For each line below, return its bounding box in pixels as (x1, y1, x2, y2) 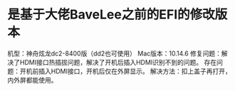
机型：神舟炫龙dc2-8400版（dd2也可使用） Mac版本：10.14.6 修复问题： (7, 49, 222, 58)
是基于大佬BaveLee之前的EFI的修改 (7, 6, 215, 23)
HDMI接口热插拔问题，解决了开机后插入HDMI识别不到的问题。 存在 (19, 58, 217, 66)
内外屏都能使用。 (7, 75, 58, 84)
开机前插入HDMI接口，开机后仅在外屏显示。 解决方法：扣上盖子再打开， (19, 67, 231, 75)
